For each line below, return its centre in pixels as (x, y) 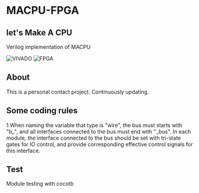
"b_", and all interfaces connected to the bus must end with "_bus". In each (99, 131)
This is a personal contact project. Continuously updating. (78, 92)
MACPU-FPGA (43, 10)
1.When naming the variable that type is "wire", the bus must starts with (94, 125)
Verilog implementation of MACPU (49, 47)
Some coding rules (42, 111)
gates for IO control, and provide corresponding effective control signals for (100, 144)
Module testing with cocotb (40, 184)
